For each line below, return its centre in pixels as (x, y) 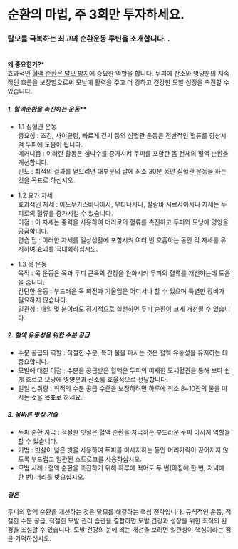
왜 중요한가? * (26, 64)
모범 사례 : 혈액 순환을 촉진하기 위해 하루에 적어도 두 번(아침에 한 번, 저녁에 (121, 468)
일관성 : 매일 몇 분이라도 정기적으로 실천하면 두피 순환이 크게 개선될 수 (114, 309)
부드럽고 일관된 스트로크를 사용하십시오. (87, 459)
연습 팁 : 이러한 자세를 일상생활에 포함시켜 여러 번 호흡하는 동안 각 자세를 (118, 239)
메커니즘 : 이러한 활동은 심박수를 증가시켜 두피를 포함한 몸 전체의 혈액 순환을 (123, 153)
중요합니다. (33, 361)
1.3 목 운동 (32, 264)
